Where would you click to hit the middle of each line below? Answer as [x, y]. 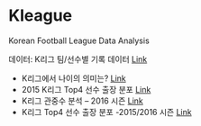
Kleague [41, 16]
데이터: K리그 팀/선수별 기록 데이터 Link [78, 58]
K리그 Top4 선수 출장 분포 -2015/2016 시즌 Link [106, 112]
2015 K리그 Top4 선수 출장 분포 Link [86, 89]
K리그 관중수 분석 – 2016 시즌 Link [82, 101]
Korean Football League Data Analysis [79, 40]
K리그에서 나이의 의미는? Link [74, 78]
